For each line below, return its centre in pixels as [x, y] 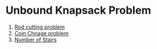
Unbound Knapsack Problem [78, 10]
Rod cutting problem [40, 27]
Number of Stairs [35, 39]
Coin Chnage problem [41, 33]
